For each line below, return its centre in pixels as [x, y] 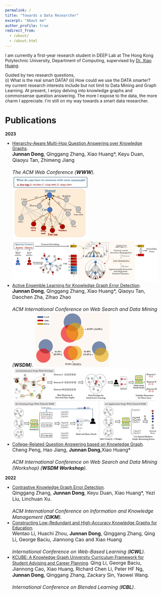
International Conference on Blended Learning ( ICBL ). [74, 587]
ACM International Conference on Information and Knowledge [83, 511]
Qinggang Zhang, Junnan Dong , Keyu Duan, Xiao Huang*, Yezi [83, 493]
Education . [23, 528]
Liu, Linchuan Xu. [32, 499]
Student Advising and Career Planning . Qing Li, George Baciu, [77, 563]
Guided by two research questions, [40, 75]
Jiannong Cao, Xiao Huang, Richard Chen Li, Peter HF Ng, [78, 569]
